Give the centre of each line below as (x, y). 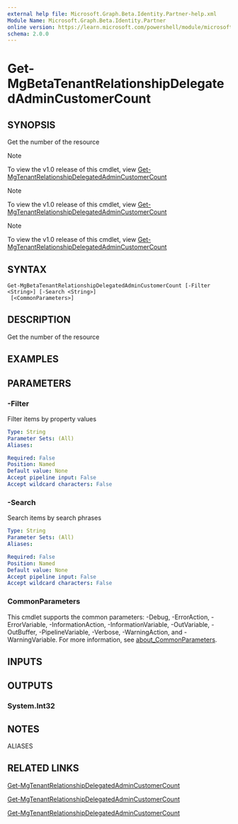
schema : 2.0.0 (28, 34)
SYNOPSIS (32, 125)
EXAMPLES (33, 359)
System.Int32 (31, 706)
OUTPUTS (30, 686)
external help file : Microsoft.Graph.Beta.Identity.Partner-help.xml (112, 14)
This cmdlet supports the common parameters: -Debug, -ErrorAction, (109, 617)
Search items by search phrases (54, 518)
